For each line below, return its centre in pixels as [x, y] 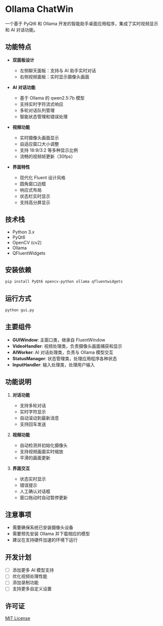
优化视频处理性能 [30, 576]
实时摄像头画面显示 [39, 137]
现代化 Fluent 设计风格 [43, 177]
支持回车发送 [33, 424]
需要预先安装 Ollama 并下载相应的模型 [51, 534]
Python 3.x [23, 232]
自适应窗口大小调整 [39, 144]
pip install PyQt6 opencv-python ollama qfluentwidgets [64, 282]
